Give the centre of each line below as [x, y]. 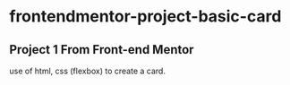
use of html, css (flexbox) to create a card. [87, 71]
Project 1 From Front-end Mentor [102, 50]
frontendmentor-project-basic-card [145, 17]
